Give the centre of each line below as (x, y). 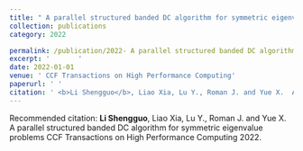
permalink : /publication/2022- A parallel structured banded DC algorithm (153, 50)
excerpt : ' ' (46, 59)
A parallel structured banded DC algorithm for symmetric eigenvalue (136, 128)
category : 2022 (38, 34)
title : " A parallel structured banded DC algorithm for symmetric (139, 18)
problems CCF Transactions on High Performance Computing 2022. (136, 137)
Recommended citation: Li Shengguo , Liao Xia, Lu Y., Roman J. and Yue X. (148, 118)
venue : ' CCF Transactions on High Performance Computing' (123, 76)
